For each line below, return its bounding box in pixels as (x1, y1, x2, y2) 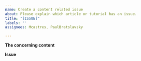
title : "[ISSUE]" (5, 16, 40, 21)
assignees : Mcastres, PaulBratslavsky (5, 25, 83, 30)
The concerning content (5, 42, 55, 48)
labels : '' (5, 20, 27, 25)
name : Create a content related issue (5, 7, 83, 12)
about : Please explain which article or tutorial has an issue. (5, 12, 137, 16)
